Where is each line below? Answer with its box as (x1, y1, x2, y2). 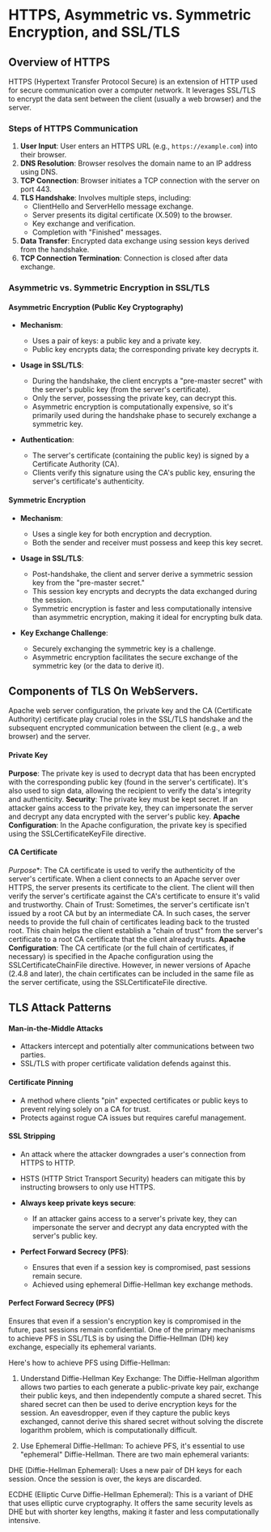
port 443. (19, 184, 53, 194)
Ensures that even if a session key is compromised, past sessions (32, 1262, 251, 1272)
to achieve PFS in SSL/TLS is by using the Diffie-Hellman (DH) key (8, 1333, 229, 1344)
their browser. (19, 150, 67, 160)
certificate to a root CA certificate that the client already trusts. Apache (8, 934, 246, 944)
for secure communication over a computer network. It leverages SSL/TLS (8, 85, 256, 95)
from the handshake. (19, 245, 90, 255)
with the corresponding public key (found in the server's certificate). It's (8, 777, 248, 786)
